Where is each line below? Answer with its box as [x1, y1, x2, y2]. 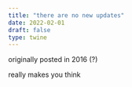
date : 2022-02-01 [8, 19, 65, 27]
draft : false [8, 26, 51, 34]
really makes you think [8, 70, 81, 79]
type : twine [8, 33, 47, 42]
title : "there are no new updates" [8, 11, 125, 20]
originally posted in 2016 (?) [8, 55, 98, 64]
